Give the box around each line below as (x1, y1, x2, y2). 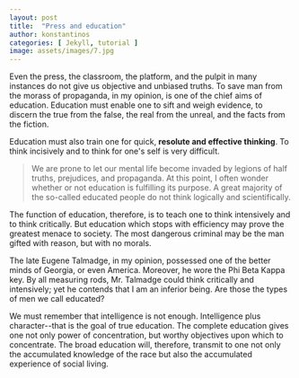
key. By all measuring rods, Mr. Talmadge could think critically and (9, 275, 254, 286)
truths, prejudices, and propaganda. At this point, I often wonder (31, 172, 269, 184)
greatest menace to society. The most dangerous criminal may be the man (9, 228, 285, 239)
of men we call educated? (9, 294, 105, 304)
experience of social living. (9, 358, 110, 369)
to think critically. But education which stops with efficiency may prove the (9, 219, 285, 230)
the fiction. (9, 119, 49, 130)
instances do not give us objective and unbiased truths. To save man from (9, 81, 283, 92)
